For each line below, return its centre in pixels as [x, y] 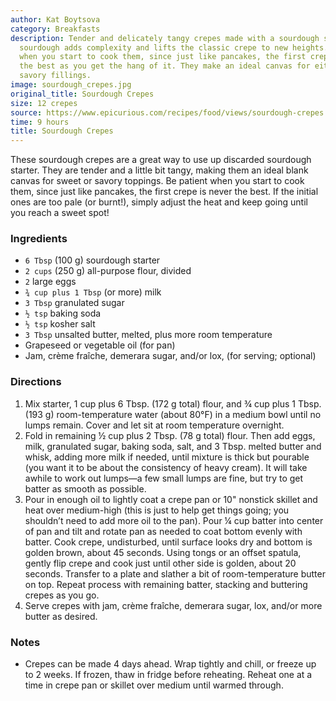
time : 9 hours [40, 122]
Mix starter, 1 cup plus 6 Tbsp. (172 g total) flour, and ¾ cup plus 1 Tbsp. [173, 403]
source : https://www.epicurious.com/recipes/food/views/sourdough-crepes [167, 112]
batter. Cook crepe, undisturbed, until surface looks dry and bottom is [168, 542]
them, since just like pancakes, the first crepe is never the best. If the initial [164, 192]
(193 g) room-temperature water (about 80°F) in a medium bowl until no [173, 414]
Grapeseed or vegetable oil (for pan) [100, 345]
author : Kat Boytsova [55, 19]
